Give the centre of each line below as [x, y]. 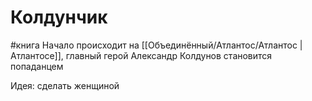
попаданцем [37, 66]
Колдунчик [59, 17]
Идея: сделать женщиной [65, 85]
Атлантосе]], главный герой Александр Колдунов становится [141, 55]
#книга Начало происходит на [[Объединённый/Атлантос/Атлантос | [156, 45]
